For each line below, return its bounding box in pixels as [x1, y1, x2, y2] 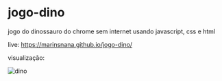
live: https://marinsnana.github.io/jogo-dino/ [8, 40, 133, 48]
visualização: [8, 53, 45, 62]
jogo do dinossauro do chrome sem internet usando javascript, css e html [8, 27, 216, 35]
